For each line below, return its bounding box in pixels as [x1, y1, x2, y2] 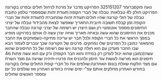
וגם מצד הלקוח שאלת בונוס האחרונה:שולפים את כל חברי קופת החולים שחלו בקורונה [5, 61, 157, 66]
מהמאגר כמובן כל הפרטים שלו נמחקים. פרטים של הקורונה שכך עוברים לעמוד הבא [5, 40, 154, 46]
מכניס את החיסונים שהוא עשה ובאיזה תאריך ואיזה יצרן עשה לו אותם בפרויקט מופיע [5, 30, 155, 35]
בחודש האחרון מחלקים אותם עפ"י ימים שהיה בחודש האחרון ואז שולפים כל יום [5, 66, 145, 72]
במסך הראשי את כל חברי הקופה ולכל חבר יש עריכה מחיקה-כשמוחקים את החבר [5, 35, 150, 41]
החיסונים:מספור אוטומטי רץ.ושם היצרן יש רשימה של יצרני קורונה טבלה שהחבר [5, 25, 147, 31]
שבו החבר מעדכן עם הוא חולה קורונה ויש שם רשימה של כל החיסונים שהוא [5, 46, 139, 51]
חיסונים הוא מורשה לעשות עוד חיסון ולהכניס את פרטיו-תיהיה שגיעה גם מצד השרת [5, 56, 153, 61]
